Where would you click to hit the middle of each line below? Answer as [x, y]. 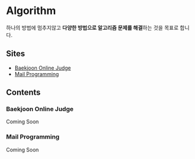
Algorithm [31, 11]
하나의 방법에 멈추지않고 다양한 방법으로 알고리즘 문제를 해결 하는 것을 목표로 [92, 27]
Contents [23, 93]
